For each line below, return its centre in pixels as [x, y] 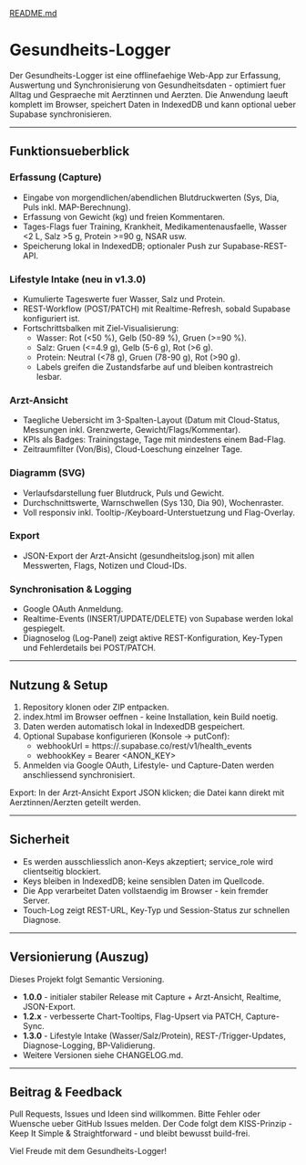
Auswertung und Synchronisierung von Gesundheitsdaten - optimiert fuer [148, 85]
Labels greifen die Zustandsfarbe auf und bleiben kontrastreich [154, 367]
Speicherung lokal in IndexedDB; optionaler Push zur [122, 246]
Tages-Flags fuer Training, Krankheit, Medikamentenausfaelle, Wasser [155, 226]
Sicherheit [40, 840]
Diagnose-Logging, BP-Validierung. [89, 1045]
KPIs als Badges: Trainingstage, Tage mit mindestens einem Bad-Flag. [154, 440]
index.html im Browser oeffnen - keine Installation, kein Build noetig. [150, 717]
